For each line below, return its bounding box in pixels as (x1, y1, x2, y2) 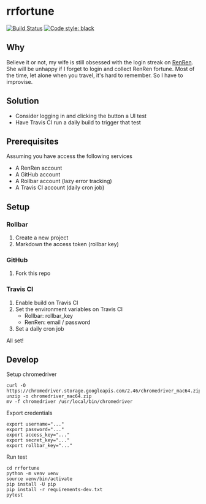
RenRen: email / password (24, 318, 91, 326)
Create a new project (15, 234, 69, 241)
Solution (6, 96, 39, 107)
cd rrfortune (6, 465, 40, 472)
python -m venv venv (6, 470, 59, 477)
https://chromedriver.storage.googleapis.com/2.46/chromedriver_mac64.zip (6, 388, 202, 394)
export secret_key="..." (6, 437, 70, 443)
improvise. (6, 78, 33, 85)
